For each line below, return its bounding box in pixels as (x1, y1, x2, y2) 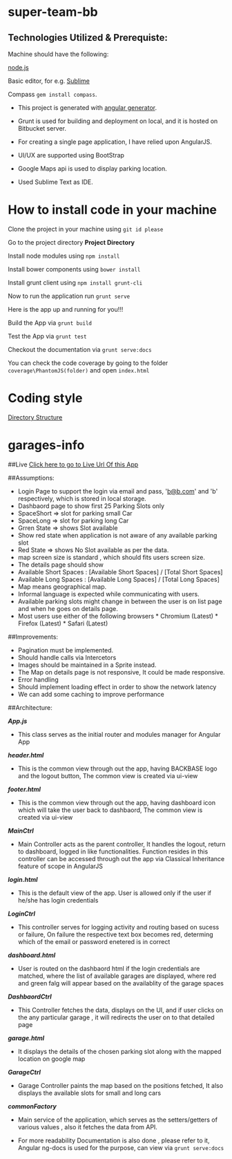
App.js (8, 717, 28, 725)
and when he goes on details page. (17, 604, 118, 612)
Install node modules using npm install (8, 252, 120, 260)
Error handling (17, 675, 59, 684)
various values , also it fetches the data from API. (17, 1122, 158, 1131)
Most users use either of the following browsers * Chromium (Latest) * (17, 612, 218, 620)
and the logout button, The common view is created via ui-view (17, 771, 198, 780)
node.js (8, 64, 30, 71)
